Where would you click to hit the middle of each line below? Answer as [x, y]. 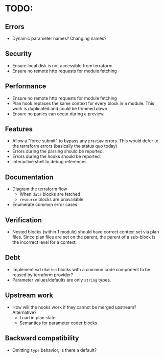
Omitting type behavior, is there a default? [54, 350]
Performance [26, 86]
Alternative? [24, 312]
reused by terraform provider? [43, 275]
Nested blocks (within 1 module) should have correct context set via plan [85, 232]
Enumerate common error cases [45, 205]
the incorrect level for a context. [45, 242]
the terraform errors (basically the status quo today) [65, 146]
